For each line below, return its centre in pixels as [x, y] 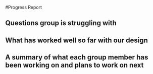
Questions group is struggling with [61, 23]
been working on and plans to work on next [74, 65]
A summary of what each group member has [77, 57]
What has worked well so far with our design [76, 40]
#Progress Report [23, 7]
